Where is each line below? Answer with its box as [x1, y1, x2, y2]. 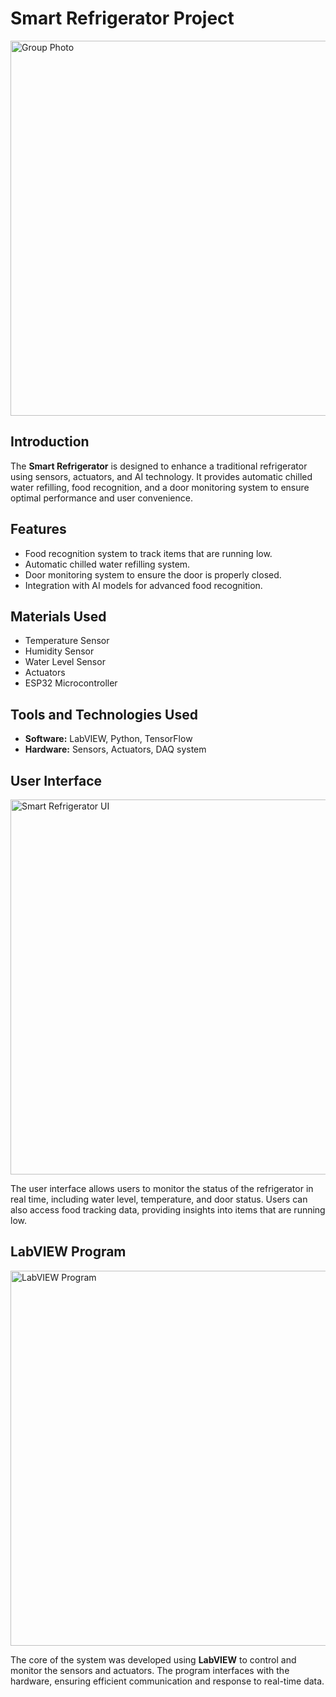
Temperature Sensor [24, 635, 110, 647]
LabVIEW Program [10, 1243, 127, 1261]
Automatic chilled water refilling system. [24, 558, 191, 570]
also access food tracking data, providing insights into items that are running [10, 1204, 326, 1216]
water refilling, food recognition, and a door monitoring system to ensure [10, 481, 310, 493]
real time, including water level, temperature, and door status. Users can [10, 1193, 308, 1205]
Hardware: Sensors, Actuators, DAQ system [24, 743, 207, 756]
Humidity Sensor [24, 645, 95, 657]
